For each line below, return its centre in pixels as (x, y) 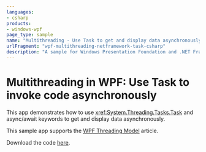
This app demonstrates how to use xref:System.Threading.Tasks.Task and (100, 112)
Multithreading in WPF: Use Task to (98, 82)
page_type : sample (30, 35)
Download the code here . (38, 142)
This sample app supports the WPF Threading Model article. (82, 131)
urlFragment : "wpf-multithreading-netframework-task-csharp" (86, 47)
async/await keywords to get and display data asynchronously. (86, 119)
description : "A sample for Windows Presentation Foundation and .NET (98, 52)
